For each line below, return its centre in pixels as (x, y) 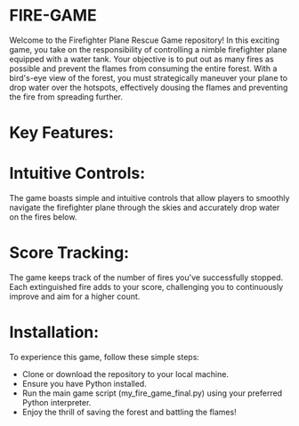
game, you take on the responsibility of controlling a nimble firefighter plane (148, 49)
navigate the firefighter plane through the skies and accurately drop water (145, 208)
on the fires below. (43, 217)
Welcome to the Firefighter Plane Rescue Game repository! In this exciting (145, 40)
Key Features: (61, 133)
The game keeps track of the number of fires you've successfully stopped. (146, 277)
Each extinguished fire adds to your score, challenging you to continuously (146, 287)
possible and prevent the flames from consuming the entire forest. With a (143, 68)
